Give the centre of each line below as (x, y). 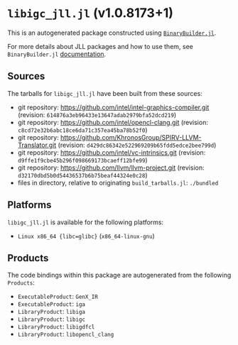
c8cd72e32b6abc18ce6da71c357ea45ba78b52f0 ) (82, 130)
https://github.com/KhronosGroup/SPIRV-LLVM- (131, 137)
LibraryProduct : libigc (51, 319)
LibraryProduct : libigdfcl (56, 327)
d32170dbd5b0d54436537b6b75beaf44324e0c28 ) (82, 175)
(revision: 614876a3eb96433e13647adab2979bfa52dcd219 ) (97, 114)
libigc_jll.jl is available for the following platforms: (86, 222)
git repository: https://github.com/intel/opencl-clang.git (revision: (113, 122)
